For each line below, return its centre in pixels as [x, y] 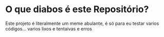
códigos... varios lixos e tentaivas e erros [49, 28]
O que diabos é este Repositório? [77, 9]
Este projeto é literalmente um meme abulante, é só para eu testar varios [82, 23]
